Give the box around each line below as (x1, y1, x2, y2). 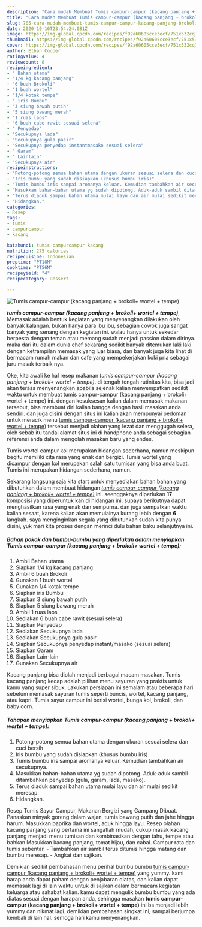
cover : (7, 43, 23, 49)
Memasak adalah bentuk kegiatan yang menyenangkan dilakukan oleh (7, 315, 180, 322)
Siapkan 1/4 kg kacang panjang (15, 564, 94, 571)
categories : (7, 204, 37, 210)
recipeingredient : (7, 64, 53, 71)
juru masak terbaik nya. (7, 360, 65, 367)
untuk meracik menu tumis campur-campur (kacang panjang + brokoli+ (7, 416, 183, 423)
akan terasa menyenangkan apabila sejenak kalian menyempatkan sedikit (7, 384, 188, 391)
